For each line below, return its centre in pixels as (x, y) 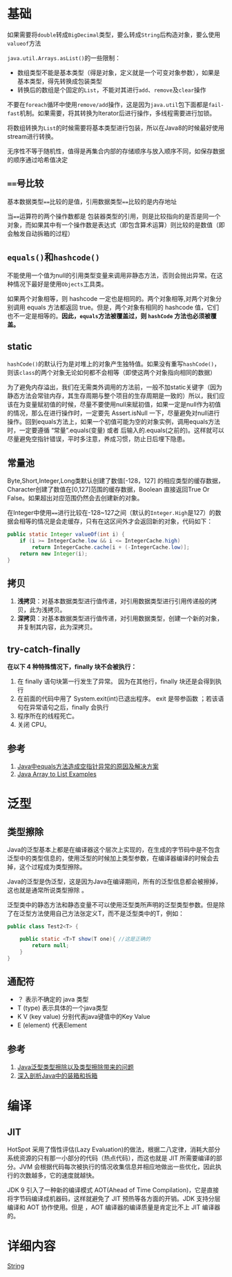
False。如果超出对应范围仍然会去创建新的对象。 (75, 498)
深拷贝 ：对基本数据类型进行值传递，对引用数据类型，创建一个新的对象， (120, 618)
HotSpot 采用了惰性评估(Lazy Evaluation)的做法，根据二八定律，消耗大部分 (114, 1149)
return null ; (51, 945)
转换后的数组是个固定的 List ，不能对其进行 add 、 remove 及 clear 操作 (112, 90)
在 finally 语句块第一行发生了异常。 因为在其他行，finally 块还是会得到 (116, 681)
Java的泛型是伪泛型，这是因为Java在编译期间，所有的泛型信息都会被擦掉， (115, 881)
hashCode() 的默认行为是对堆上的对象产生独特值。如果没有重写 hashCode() (111, 364)
